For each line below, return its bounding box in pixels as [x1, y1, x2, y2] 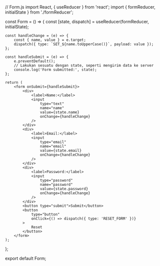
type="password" [40, 178, 73, 183]
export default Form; [5, 255, 46, 261]
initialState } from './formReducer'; [5, 9, 74, 15]
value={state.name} [40, 110, 80, 115]
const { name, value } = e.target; [14, 37, 86, 42]
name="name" [40, 106, 64, 110]
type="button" [31, 212, 60, 217]
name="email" [40, 144, 67, 149]
